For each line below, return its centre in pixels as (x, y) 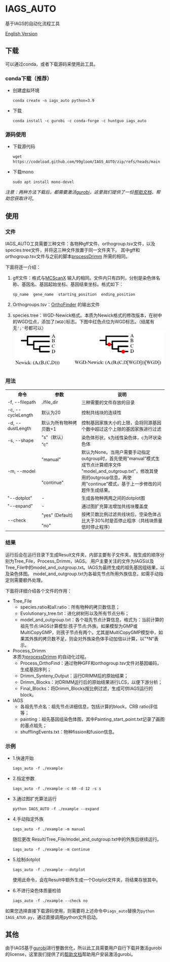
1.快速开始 (23, 758)
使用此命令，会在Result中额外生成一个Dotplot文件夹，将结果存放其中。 (87, 879)
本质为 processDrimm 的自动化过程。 (51, 656)
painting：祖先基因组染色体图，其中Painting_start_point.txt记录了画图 (92, 719)
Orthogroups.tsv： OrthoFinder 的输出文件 (56, 305)
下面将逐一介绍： (23, 267)
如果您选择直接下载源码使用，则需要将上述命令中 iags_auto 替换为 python (80, 911)
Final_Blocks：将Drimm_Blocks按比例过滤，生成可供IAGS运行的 (87, 688)
